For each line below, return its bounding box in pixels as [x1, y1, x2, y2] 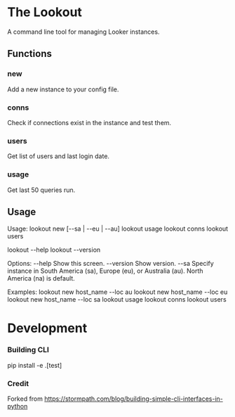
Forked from [7, 394, 43, 403]
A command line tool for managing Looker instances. [7, 27, 160, 36]
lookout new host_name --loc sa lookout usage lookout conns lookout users [7, 295, 227, 304]
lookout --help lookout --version [7, 245, 101, 254]
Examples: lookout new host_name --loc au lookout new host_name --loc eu [7, 288, 228, 296]
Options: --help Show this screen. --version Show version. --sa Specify [7, 259, 214, 268]
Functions [7, 48, 53, 60]
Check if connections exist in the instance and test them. [7, 118, 172, 127]
